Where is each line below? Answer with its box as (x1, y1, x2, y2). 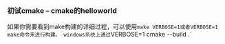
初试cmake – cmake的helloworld (7, 5, 117, 15)
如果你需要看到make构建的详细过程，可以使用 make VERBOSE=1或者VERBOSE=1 (7, 22, 219, 31)
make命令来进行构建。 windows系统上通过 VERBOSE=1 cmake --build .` (7, 30, 192, 39)
